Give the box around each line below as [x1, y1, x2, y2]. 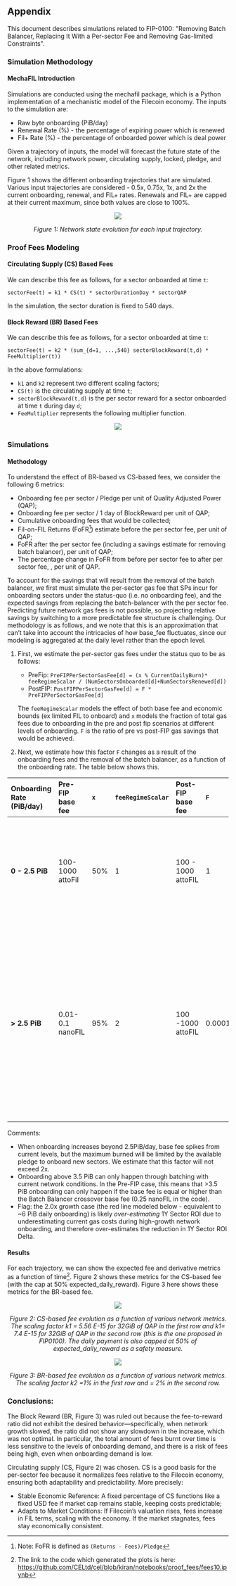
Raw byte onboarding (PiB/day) [17, 118, 109, 127]
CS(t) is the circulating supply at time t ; [17, 386, 133, 395]
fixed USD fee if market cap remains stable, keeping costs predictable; [17, 1499, 223, 1508]
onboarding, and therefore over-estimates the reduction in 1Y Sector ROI [17, 1225, 228, 1233]
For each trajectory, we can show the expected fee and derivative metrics [7, 1264, 221, 1273]
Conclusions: [7, 1396, 54, 1406]
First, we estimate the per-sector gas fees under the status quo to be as [17, 650, 226, 658]
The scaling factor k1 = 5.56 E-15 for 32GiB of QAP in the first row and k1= [10, 1321, 226, 1330]
